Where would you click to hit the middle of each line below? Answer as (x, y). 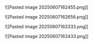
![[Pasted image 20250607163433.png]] (47, 36)
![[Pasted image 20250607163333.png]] (47, 26)
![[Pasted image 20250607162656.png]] (46, 17)
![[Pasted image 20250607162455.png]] (46, 7)
